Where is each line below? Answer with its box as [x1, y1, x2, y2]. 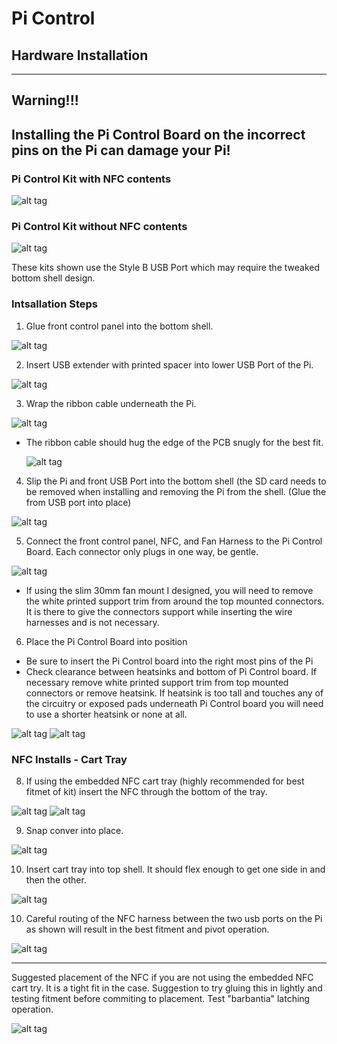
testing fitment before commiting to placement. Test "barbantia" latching [11, 992, 311, 1004]
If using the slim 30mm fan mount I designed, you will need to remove [25, 584, 314, 596]
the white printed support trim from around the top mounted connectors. [25, 595, 325, 607]
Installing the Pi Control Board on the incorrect [11, 126, 306, 143]
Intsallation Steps [11, 297, 98, 311]
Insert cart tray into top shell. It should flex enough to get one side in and [25, 863, 326, 875]
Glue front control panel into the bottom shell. [25, 320, 214, 332]
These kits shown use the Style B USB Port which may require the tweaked [11, 262, 320, 274]
